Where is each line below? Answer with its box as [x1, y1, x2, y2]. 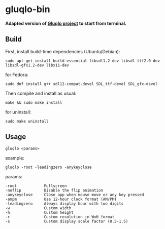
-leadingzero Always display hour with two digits [5, 201, 124, 206]
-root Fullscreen [5, 183, 67, 188]
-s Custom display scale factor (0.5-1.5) [5, 219, 128, 224]
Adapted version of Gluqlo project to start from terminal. [5, 20, 127, 26]
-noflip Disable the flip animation [5, 187, 103, 193]
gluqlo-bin [5, 4, 50, 15]
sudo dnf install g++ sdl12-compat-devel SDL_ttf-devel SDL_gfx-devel [5, 81, 158, 87]
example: [5, 155, 24, 161]
